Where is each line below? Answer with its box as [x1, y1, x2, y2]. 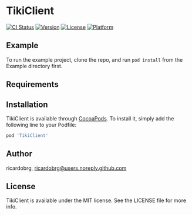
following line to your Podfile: [6, 121, 77, 128]
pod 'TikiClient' [6, 132, 49, 139]
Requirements [6, 79, 59, 89]
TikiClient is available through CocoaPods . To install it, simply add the [6, 115, 174, 122]
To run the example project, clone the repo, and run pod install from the [6, 56, 183, 63]
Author [6, 149, 32, 159]
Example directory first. [6, 62, 63, 69]
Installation [6, 99, 48, 109]
